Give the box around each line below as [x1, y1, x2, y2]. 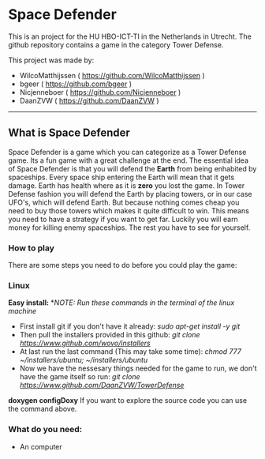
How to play [8, 243, 55, 254]
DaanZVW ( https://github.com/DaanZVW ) [19, 96, 159, 105]
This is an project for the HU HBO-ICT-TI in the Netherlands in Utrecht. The [8, 32, 252, 41]
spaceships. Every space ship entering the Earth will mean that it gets [8, 172, 235, 182]
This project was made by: [8, 55, 95, 65]
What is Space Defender [8, 126, 130, 140]
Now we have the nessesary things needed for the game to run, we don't [19, 363, 257, 373]
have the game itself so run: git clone [19, 372, 140, 382]
